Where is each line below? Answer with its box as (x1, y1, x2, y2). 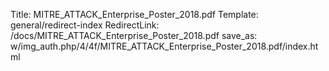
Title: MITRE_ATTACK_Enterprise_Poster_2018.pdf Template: (10, 9, 259, 20)
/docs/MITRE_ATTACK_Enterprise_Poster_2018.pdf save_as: (10, 30, 258, 41)
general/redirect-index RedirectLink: (10, 19, 160, 31)
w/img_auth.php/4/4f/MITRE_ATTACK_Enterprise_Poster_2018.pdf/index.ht (10, 40, 319, 52)
